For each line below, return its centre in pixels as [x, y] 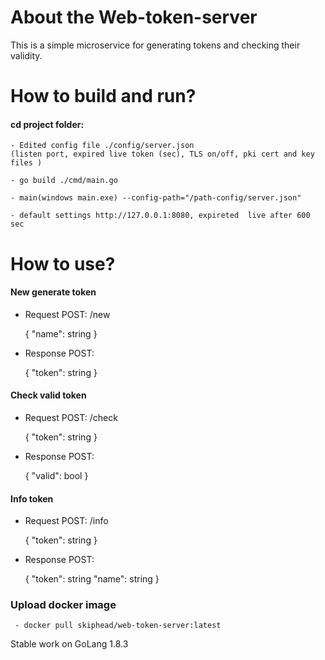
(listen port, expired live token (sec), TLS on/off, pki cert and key [162, 154]
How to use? [63, 263]
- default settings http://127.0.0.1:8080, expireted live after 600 [160, 216]
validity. [26, 55]
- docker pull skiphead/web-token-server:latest [118, 626]
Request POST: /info [66, 521]
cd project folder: [47, 124]
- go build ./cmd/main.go [64, 181]
